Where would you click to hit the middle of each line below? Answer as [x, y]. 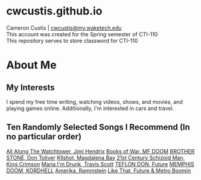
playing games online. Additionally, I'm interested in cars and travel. [90, 108]
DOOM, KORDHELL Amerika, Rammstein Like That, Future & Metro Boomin [99, 170]
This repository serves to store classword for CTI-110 [72, 40]
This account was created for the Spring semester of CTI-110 [82, 34]
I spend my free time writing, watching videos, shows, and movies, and [94, 101]
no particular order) [44, 137]
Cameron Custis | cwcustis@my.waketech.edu [64, 28]
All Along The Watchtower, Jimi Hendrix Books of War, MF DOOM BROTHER [101, 151]
